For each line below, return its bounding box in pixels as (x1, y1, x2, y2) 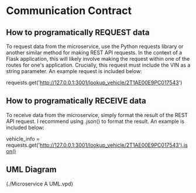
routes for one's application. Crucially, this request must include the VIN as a (6, 61, 191, 68)
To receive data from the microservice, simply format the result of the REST (6, 111, 188, 118)
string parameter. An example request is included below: (6, 68, 142, 74)
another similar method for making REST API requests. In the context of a (6, 49, 183, 56)
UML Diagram (6, 165, 57, 175)
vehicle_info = (6, 135, 40, 142)
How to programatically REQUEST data (6, 27, 150, 37)
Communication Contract (6, 4, 132, 18)
